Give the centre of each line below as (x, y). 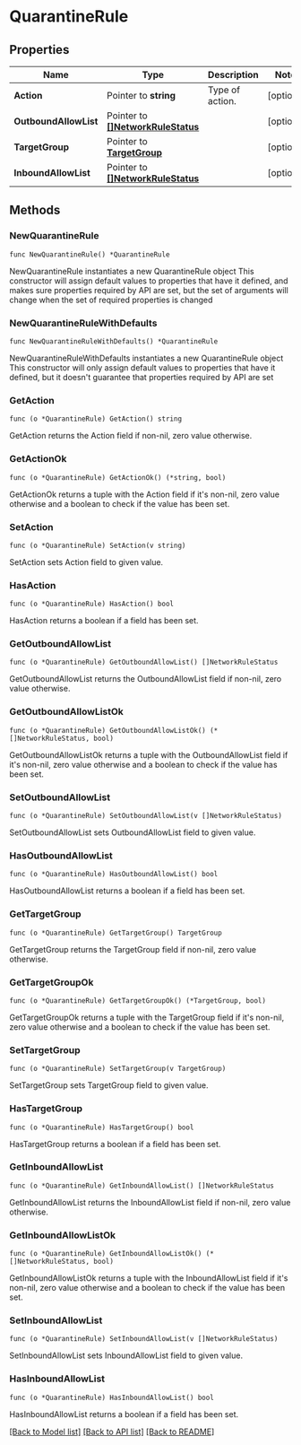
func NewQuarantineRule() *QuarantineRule (90, 254)
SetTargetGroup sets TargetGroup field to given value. (109, 1085)
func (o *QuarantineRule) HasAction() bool (92, 604)
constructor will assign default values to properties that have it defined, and (149, 281)
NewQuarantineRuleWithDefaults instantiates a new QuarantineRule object (146, 358)
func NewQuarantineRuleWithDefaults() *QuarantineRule (114, 341)
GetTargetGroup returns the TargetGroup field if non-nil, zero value (133, 949)
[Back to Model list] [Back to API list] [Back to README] (112, 1432)
